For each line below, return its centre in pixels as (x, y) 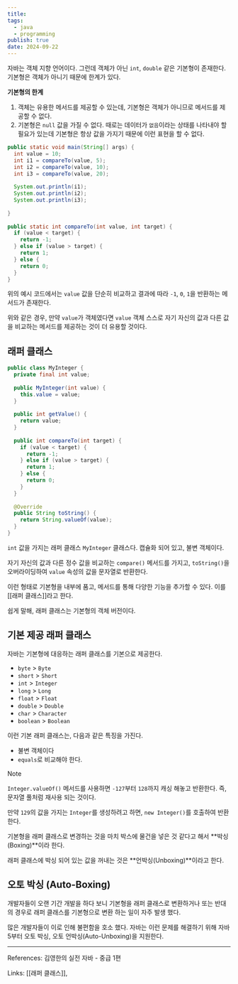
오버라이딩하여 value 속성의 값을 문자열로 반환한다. (78, 571)
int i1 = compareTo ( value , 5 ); (60, 161)
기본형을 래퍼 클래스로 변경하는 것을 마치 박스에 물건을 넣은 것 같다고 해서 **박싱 (118, 836)
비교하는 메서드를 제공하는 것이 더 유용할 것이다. (81, 327)
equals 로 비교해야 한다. (50, 759)
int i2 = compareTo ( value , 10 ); (62, 167)
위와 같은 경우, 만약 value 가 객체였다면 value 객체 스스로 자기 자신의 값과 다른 (114, 318)
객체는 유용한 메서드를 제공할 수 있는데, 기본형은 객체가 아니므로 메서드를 (118, 107)
